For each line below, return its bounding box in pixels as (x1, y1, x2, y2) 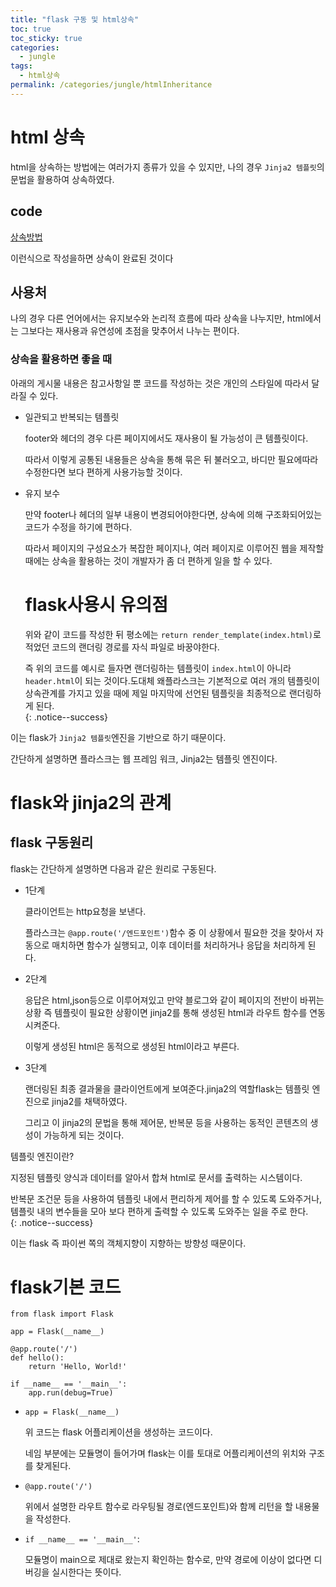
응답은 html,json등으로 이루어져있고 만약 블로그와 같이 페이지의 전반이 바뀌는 (24, 994, 325, 1006)
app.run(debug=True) (28, 1388, 114, 1398)
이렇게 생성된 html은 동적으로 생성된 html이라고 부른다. (24, 1040, 240, 1052)
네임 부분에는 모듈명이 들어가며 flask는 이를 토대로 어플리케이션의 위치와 (24, 1447, 307, 1460)
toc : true (10, 24, 52, 34)
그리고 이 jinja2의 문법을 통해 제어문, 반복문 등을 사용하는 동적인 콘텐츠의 (24, 1116, 308, 1128)
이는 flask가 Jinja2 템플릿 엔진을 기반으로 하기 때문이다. (10, 731, 227, 743)
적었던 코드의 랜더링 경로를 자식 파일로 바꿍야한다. (24, 641, 220, 653)
